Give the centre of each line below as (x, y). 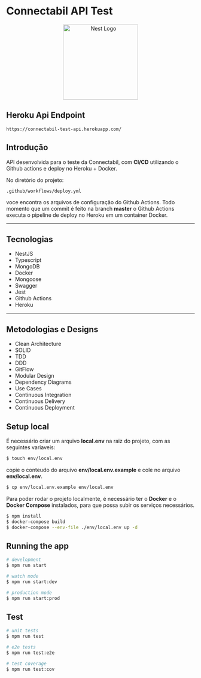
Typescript (28, 260)
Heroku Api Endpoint (46, 115)
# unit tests (22, 631)
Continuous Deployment (45, 408)
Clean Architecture (38, 344)
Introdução (27, 147)
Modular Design (35, 376)
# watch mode (22, 576)
